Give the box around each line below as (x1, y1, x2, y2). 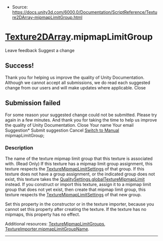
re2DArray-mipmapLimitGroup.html (12, 15, 82, 20)
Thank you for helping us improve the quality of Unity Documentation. (5, 74, 145, 80)
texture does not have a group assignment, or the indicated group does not (5, 171, 155, 177)
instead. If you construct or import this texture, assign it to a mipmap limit (5, 181, 151, 187)
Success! (5, 62, 34, 70)
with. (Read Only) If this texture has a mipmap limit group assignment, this (5, 160, 153, 167)
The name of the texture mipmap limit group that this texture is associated (5, 155, 153, 161)
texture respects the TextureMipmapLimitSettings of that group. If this (5, 166, 145, 172)
